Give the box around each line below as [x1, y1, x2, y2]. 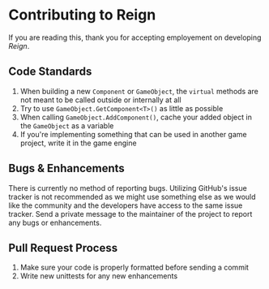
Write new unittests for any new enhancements [19, 271, 178, 281]
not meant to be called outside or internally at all [19, 95, 181, 105]
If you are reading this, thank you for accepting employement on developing [8, 32, 262, 42]
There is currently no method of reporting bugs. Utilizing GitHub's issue [8, 183, 247, 192]
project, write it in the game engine [19, 138, 137, 148]
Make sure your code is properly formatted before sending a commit [19, 262, 250, 273]
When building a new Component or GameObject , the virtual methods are [19, 86, 259, 96]
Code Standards [8, 65, 92, 79]
